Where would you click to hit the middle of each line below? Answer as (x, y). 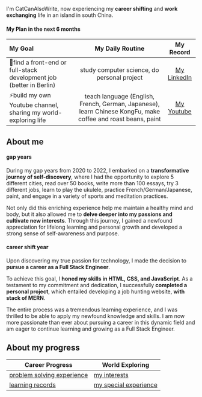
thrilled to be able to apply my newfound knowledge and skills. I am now (96, 316)
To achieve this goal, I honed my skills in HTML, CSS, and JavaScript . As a (99, 279)
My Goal (22, 49)
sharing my (25, 113)
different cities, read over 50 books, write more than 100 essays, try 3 (92, 183)
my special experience (126, 384)
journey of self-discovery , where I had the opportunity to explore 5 (90, 177)
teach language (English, (120, 96)
